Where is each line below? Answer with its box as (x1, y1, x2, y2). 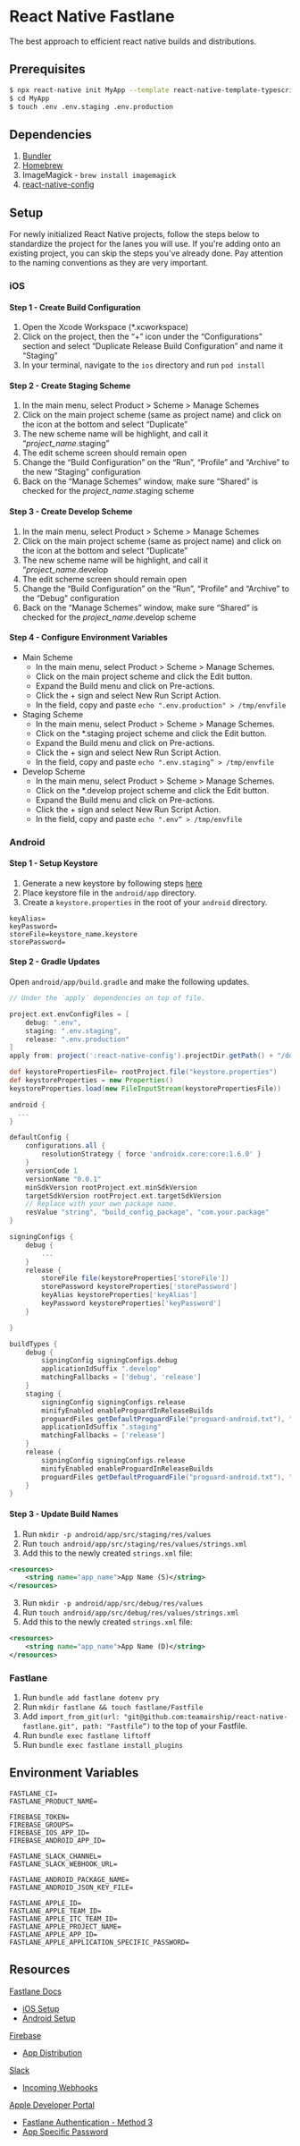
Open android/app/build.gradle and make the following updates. (9, 977, 250, 988)
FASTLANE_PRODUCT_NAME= (9, 1796, 98, 1806)
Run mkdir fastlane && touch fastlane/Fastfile (21, 1701, 204, 1712)
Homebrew (21, 160, 63, 171)
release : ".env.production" (25, 1035, 129, 1044)
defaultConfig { (9, 1133, 70, 1142)
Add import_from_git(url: (21, 1711, 121, 1722)
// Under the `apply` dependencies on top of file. (9, 994, 205, 1003)
